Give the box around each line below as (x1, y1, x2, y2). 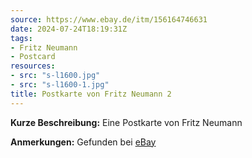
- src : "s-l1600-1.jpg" (10, 80, 110, 90)
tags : (10, 33, 33, 43)
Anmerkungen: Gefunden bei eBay (10, 136, 157, 148)
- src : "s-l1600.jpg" (10, 71, 101, 81)
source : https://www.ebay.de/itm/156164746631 (10, 14, 208, 25)
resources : (10, 61, 56, 71)
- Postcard (10, 52, 56, 62)
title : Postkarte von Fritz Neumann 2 (10, 89, 172, 99)
